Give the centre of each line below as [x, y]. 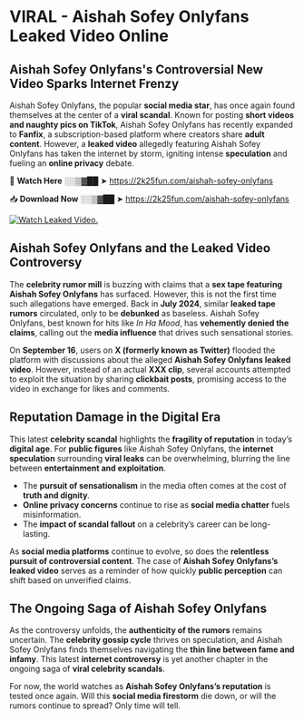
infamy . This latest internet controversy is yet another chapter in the [139, 659]
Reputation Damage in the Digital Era [115, 418]
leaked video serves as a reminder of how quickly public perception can [146, 570]
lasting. [36, 533]
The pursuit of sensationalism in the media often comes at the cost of [155, 485]
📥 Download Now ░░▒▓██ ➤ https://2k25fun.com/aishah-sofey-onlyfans [149, 199]
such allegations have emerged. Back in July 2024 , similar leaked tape [142, 303]
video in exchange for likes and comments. [90, 388]
